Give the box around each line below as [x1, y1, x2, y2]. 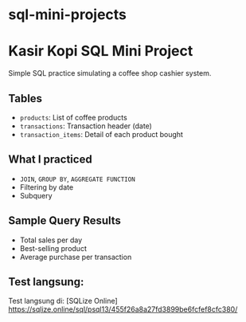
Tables [8, 92, 42, 105]
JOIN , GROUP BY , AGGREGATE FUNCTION [19, 174, 135, 183]
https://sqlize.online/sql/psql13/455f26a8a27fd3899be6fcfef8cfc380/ [8, 304, 238, 314]
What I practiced [8, 153, 93, 167]
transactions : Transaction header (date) [19, 121, 153, 131]
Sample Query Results [8, 214, 122, 228]
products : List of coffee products [19, 112, 127, 122]
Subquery [19, 190, 53, 200]
